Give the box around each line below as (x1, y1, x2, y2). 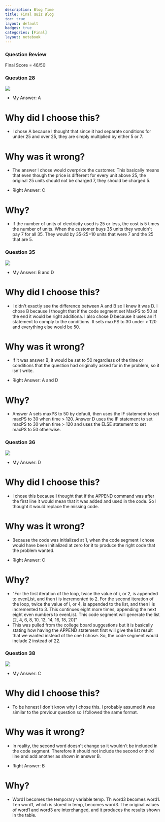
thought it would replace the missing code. (12, 503, 99, 509)
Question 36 (5, 439, 35, 446)
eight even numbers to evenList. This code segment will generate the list (12, 612, 160, 617)
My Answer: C (12, 670, 41, 676)
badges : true (5, 26, 32, 31)
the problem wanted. (12, 548, 55, 553)
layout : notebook (5, 35, 41, 40)
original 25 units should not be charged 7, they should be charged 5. (12, 178, 151, 184)
